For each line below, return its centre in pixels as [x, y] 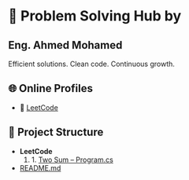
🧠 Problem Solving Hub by [95, 16]
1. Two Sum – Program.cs [72, 160]
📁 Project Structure [56, 132]
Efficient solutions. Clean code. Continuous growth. [92, 64]
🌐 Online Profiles [50, 88]
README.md [40, 167]
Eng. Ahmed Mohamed [65, 45]
